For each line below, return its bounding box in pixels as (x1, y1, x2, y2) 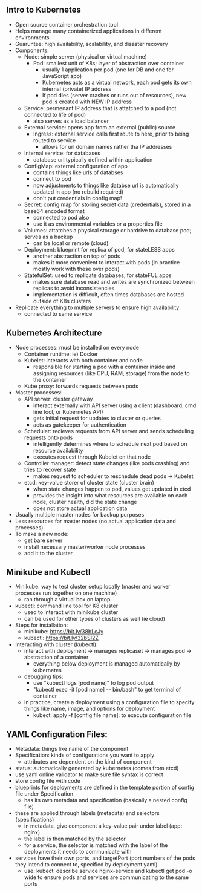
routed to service (33, 136, 76, 144)
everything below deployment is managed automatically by (33, 660, 180, 667)
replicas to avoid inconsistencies (33, 284, 115, 292)
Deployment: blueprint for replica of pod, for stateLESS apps (24, 246, 175, 253)
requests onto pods (24, 434, 73, 441)
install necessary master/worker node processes (24, 543, 146, 550)
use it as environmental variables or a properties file (33, 220, 163, 227)
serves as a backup (24, 233, 73, 240)
